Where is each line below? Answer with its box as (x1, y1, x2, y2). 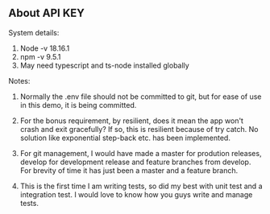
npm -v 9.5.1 (19, 51, 61, 61)
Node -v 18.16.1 (19, 43, 70, 53)
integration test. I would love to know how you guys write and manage (19, 189, 253, 200)
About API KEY (8, 6, 85, 20)
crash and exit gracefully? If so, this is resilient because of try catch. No (19, 124, 259, 134)
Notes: (8, 76, 31, 85)
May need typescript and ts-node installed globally (19, 60, 189, 70)
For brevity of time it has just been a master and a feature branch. (19, 165, 239, 175)
